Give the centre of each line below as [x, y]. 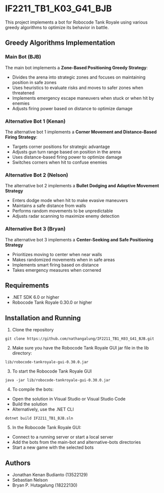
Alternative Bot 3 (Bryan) [35, 229]
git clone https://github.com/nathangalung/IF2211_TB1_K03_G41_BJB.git [80, 339]
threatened [23, 93]
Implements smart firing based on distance [55, 265]
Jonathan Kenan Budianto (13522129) [50, 474]
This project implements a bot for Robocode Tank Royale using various [76, 22]
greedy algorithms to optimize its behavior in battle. [57, 27]
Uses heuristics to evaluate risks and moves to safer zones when [78, 87]
